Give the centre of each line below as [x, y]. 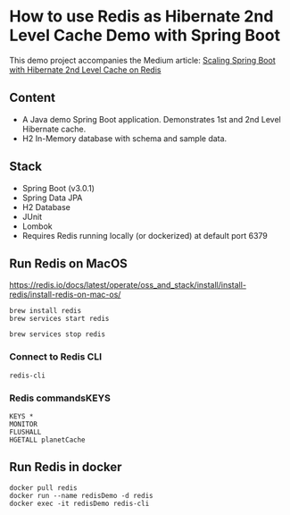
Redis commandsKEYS [60, 398]
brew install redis [46, 311]
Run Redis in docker [66, 467]
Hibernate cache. [54, 129]
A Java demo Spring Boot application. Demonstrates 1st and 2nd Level [151, 119]
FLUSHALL [25, 432]
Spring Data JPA [52, 198]
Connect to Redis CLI [56, 357]
